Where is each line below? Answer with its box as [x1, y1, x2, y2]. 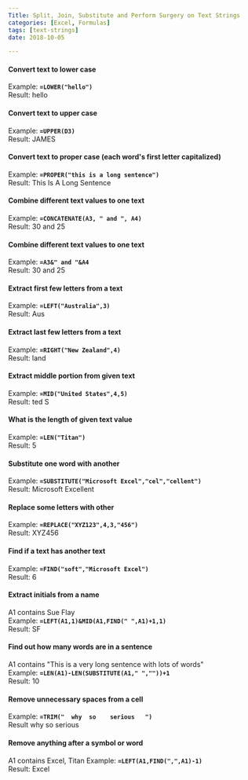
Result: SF [8, 624, 42, 633]
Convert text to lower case [8, 64, 97, 74]
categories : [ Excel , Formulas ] [8, 19, 111, 27]
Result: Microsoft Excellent [8, 485, 94, 494]
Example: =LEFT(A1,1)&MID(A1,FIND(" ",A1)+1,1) [8, 616, 166, 625]
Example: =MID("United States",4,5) [8, 388, 128, 397]
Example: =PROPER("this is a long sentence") [8, 170, 159, 179]
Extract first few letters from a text [8, 284, 123, 293]
